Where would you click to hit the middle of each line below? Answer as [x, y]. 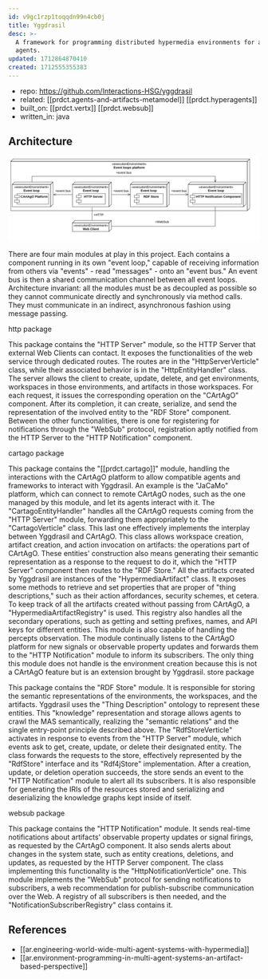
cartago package [36, 453]
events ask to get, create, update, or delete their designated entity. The [125, 747]
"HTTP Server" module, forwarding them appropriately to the [108, 519]
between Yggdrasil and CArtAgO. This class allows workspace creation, [126, 536]
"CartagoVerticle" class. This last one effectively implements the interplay [129, 527]
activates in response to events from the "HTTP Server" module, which [125, 738]
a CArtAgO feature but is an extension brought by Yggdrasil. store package [131, 672]
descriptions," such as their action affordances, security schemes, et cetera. [134, 595]
